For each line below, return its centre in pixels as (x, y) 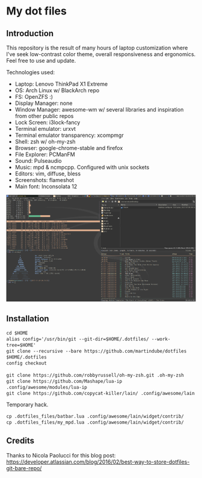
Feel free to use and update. (41, 61)
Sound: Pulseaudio (38, 161)
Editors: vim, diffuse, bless (48, 174)
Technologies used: (31, 72)
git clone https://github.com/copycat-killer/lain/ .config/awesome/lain (101, 394)
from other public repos (44, 116)
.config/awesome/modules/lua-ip (47, 388)
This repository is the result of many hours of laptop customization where (97, 48)
